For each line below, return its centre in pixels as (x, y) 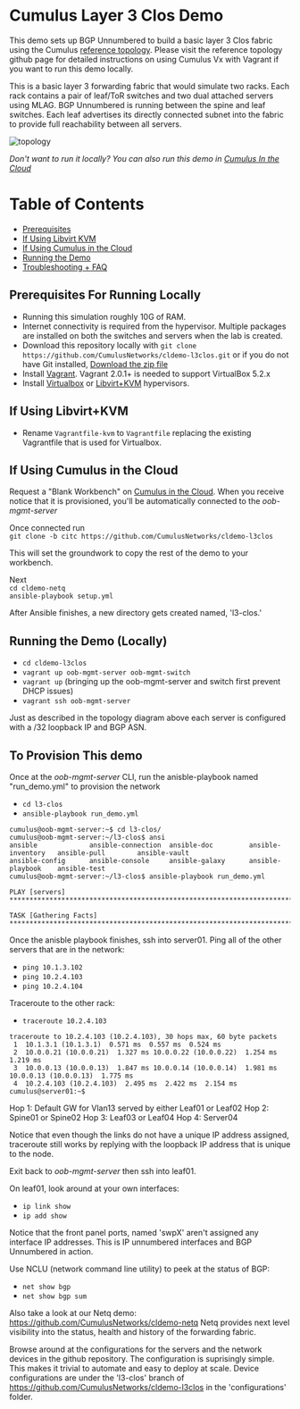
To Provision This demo (76, 755)
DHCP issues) (48, 691)
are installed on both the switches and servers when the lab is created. (152, 335)
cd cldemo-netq (37, 589)
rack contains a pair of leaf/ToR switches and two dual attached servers (142, 96)
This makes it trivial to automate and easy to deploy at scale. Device (134, 1368)
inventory (28, 853)
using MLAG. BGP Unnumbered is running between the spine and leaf (137, 105)
